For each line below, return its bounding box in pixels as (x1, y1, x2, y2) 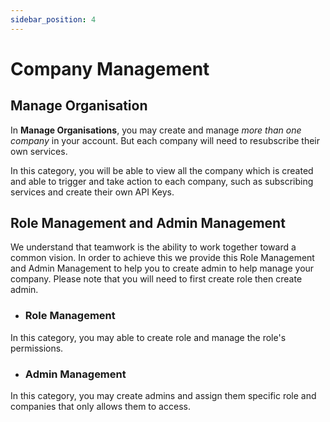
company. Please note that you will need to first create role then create (10, 273, 303, 285)
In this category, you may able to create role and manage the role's (10, 331, 287, 343)
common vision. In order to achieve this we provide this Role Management (10, 252, 315, 264)
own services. (10, 145, 68, 157)
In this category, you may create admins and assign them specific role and (10, 390, 317, 402)
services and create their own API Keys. (10, 186, 175, 198)
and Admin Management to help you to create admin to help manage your (10, 262, 315, 275)
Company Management (10, 57, 210, 80)
